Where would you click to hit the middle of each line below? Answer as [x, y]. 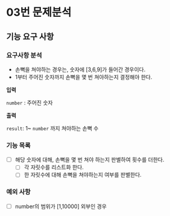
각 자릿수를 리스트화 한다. [54, 167]
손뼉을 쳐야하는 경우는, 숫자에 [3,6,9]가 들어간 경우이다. [80, 69]
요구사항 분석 [24, 55]
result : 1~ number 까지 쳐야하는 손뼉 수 [52, 128]
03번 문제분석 [39, 12]
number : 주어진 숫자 [30, 103]
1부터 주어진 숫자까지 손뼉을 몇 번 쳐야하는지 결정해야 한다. [83, 77]
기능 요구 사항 [30, 37]
